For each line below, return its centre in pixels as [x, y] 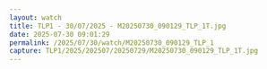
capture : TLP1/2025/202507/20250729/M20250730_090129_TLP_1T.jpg [133, 51]
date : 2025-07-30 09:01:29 [60, 34]
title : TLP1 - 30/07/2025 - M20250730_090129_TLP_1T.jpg [118, 26]
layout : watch [36, 17]
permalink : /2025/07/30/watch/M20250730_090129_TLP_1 [112, 43]
